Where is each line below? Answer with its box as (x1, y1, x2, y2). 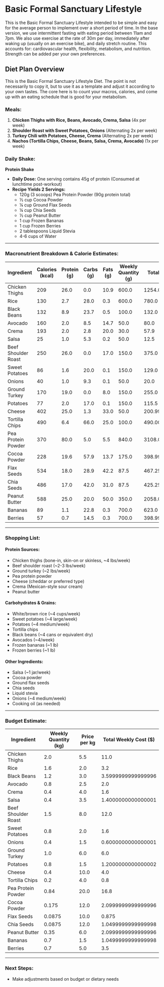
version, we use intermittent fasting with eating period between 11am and (5, 30, 152, 36)
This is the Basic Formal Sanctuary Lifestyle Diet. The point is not (5, 78, 136, 84)
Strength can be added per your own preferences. (5, 51, 106, 57)
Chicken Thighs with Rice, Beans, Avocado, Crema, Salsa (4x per (12, 117, 146, 123)
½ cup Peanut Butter (19, 212, 61, 219)
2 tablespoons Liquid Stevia (19, 228, 76, 234)
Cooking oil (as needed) (12, 701, 61, 707)
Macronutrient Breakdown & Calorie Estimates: (5, 250, 119, 257)
